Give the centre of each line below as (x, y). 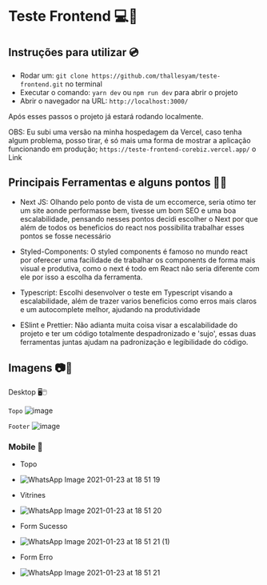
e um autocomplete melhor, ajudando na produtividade (110, 309)
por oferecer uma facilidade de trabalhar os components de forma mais (137, 260)
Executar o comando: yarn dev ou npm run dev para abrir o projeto (129, 92)
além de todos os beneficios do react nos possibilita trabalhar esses (132, 227)
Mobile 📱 (26, 447)
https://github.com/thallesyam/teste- (156, 76)
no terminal (84, 84)
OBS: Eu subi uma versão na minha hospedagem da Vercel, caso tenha (125, 132)
